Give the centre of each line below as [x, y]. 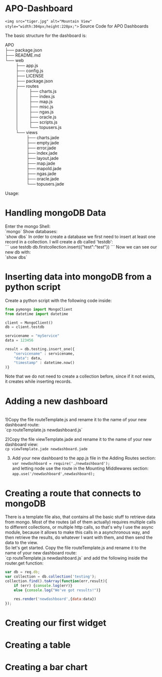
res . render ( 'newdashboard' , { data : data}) [55, 599]
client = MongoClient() [29, 323]
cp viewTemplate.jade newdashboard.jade [47, 449]
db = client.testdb [25, 327]
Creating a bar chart [46, 667]
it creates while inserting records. [38, 381]
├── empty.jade [43, 142]
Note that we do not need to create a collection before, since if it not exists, [80, 377]
